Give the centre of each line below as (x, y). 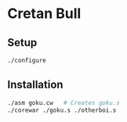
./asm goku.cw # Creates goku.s (64, 102)
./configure (27, 60)
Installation (35, 85)
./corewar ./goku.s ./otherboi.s (62, 110)
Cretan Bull (44, 14)
